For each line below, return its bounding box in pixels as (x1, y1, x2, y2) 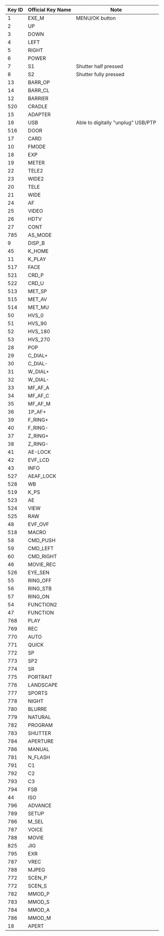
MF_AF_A (28, 384, 50, 391)
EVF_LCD (28, 457, 50, 463)
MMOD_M (28, 915, 51, 921)
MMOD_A (28, 907, 50, 913)
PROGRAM (28, 722, 53, 728)
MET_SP (28, 288, 47, 295)
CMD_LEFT (28, 545, 54, 552)
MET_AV (28, 296, 47, 303)
